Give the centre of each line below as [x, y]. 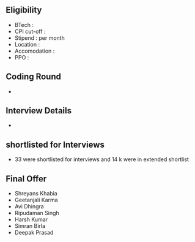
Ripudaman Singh [37, 213]
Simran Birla [30, 226]
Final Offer [26, 179]
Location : [27, 44]
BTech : [24, 25]
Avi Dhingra [29, 206]
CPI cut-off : [30, 31]
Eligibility [24, 10]
